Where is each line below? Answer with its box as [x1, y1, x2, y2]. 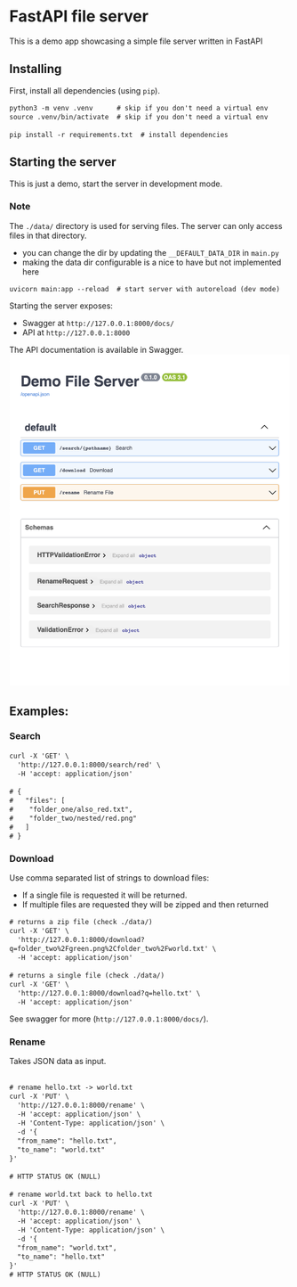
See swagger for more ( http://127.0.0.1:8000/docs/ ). [9, 1013, 209, 1024]
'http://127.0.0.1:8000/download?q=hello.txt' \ [17, 989, 201, 998]
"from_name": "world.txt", [17, 1243, 117, 1253]
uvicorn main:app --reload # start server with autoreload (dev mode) [9, 284, 280, 293]
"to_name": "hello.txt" [17, 1252, 105, 1262]
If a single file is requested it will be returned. [21, 889, 188, 901]
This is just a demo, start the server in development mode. [9, 178, 223, 189]
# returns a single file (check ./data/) [9, 971, 165, 980]
